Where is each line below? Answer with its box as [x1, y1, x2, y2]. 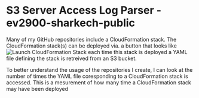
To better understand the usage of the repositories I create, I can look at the [6, 66, 193, 73]
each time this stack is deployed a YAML [87, 48, 188, 55]
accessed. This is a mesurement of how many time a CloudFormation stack [6, 78, 191, 86]
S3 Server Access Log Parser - [6, 4, 162, 17]
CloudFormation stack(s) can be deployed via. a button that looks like [6, 42, 177, 49]
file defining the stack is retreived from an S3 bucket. [6, 55, 137, 62]
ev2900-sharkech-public [6, 16, 136, 30]
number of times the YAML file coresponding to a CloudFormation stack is [6, 72, 188, 80]
